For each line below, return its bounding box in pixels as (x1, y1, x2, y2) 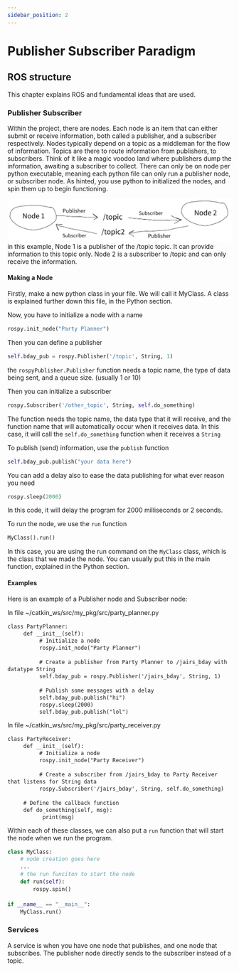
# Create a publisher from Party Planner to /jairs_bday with (38, 658, 228, 666)
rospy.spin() (33, 885, 72, 892)
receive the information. (7, 257, 78, 266)
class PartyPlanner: (7, 623, 69, 630)
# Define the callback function (23, 799, 119, 806)
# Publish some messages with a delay (38, 687, 154, 694)
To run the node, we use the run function (7, 520, 127, 528)
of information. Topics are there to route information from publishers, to (7, 146, 217, 155)
